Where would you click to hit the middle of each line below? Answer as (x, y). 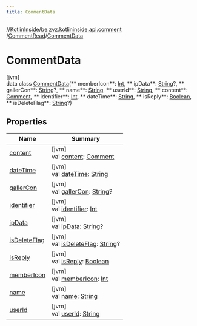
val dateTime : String (80, 174)
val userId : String (75, 314)
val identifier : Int (74, 209)
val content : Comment (83, 157)
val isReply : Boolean (80, 262)
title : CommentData (31, 12)
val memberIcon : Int (80, 279)
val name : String (75, 296)
